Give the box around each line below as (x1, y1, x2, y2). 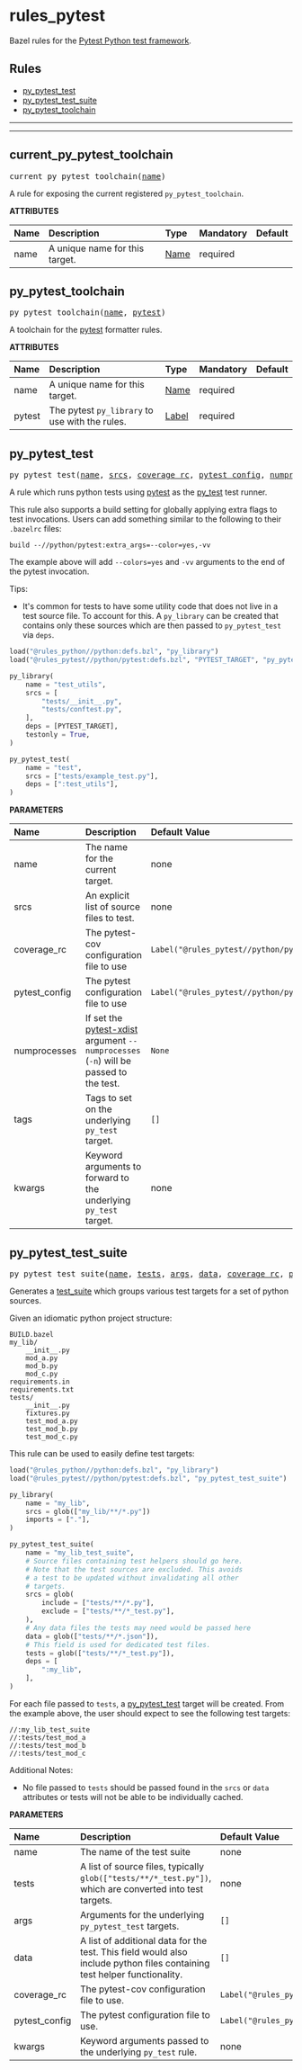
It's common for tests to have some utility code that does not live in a (22, 601, 279, 612)
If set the (84, 1012, 123, 1025)
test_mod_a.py (25, 1417, 78, 1426)
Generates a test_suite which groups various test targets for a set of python (9, 1286, 289, 1296)
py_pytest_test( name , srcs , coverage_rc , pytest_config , (9, 470, 266, 480)
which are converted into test (79, 1882, 204, 1895)
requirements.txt (9, 1385, 75, 1394)
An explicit (84, 890, 130, 902)
